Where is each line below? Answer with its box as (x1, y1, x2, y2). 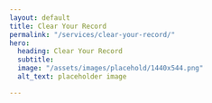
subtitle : (17, 55, 54, 64)
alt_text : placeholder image (17, 72, 127, 81)
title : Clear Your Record (9, 22, 106, 31)
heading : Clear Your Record (17, 47, 124, 56)
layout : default (9, 13, 70, 23)
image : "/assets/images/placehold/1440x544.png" (17, 64, 204, 73)
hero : (9, 38, 30, 48)
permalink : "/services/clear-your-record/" (9, 30, 176, 39)
